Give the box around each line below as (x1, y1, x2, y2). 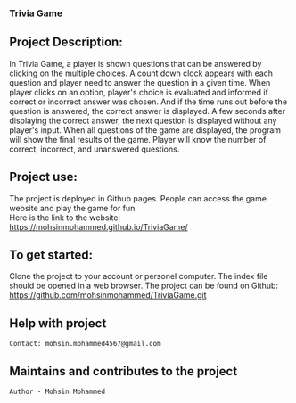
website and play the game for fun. (9, 202, 138, 213)
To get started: (9, 247, 94, 262)
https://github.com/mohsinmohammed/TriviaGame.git (9, 290, 207, 300)
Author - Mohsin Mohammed (9, 387, 105, 396)
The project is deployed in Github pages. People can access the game (9, 193, 267, 203)
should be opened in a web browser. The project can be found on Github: (9, 280, 279, 292)
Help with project (9, 316, 107, 331)
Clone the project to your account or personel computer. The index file (9, 271, 268, 282)
